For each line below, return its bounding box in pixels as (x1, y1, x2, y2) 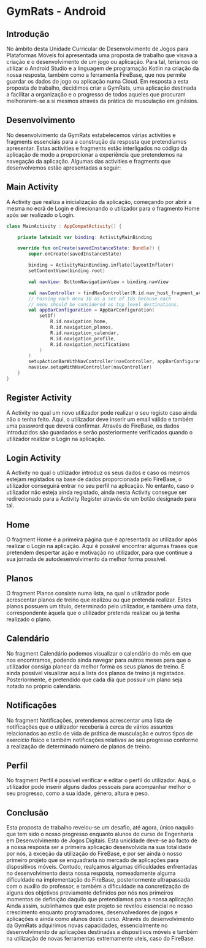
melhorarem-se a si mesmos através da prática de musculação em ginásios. (6, 97, 199, 104)
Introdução (6, 29, 50, 39)
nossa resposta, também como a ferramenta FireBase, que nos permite (6, 71, 186, 78)
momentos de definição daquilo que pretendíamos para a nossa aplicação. (6, 896, 195, 903)
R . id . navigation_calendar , (50, 330, 120, 336)
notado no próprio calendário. (6, 682, 82, 689)
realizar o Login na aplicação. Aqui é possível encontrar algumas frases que (6, 543, 198, 550)
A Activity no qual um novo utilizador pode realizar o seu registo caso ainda (6, 409, 197, 416)
